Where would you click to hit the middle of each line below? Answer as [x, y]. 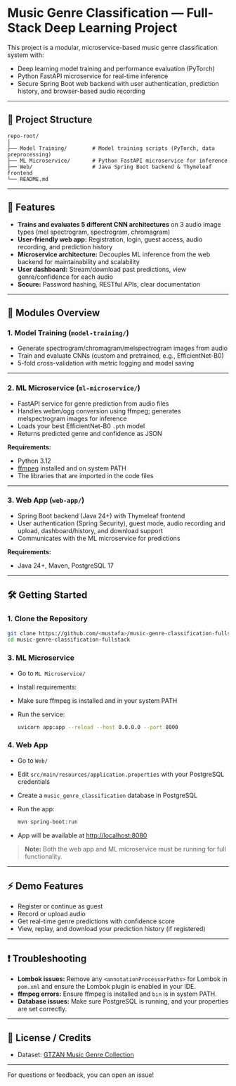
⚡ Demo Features [46, 886]
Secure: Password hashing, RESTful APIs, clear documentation [109, 284]
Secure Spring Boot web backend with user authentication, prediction [118, 83]
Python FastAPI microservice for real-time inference [93, 76]
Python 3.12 [34, 461]
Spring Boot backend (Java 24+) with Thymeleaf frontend [101, 516]
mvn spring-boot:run [47, 822]
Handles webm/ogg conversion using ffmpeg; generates [99, 411]
